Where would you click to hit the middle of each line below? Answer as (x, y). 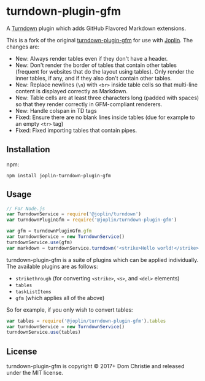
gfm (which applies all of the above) (60, 298)
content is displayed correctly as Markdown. (71, 91)
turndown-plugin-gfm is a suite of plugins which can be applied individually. (102, 260)
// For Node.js (26, 209)
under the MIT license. (35, 373)
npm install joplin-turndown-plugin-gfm (59, 175)
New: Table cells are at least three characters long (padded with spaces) (107, 98)
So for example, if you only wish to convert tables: (70, 310)
